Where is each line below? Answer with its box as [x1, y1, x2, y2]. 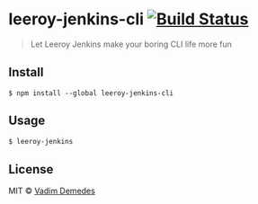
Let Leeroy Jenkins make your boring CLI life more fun [30, 39, 233, 49]
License [8, 162, 54, 177]
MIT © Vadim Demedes [8, 185, 95, 197]
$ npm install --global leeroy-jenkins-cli [8, 88, 174, 98]
